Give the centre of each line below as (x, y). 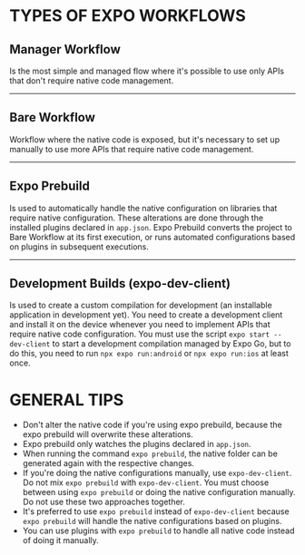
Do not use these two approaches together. (104, 502)
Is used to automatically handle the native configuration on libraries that (143, 208)
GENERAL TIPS (67, 399)
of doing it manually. (61, 540)
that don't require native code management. (92, 81)
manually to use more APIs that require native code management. (132, 149)
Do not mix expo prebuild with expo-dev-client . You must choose (146, 482)
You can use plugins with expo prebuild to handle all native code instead (158, 531)
